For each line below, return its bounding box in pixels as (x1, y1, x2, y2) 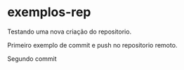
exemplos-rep (7, 4, 91, 20)
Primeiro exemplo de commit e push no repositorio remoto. (7, 41, 178, 49)
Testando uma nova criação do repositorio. (7, 27, 132, 36)
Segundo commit (7, 54, 58, 63)
